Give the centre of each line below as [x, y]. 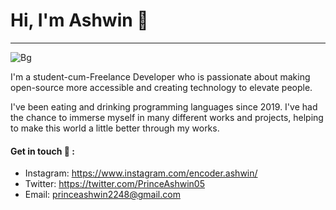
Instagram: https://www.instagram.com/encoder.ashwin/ [141, 173]
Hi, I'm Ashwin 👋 [79, 20]
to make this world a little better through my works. [115, 128]
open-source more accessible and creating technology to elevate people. [161, 87]
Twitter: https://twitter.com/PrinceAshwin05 [114, 184]
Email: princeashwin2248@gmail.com [102, 195]
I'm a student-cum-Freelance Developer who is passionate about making [160, 76]
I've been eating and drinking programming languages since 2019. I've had [164, 106]
